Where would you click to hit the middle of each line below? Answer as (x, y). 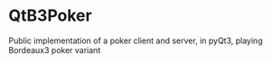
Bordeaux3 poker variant (55, 49)
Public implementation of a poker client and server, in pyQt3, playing (136, 40)
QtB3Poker (50, 16)
